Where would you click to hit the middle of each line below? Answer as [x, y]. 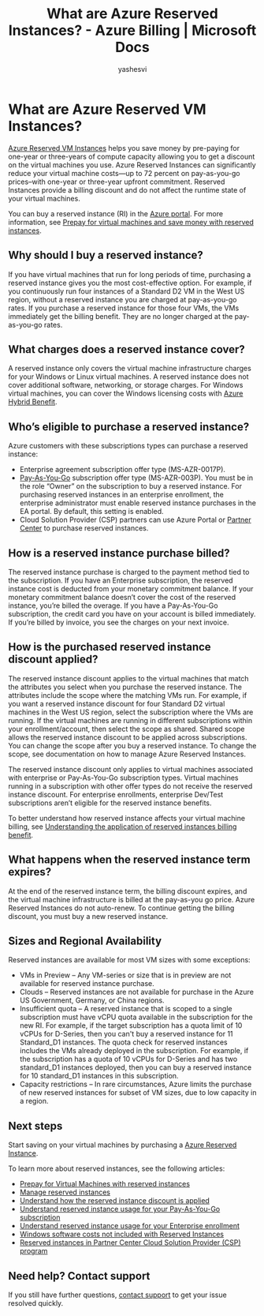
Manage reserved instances [65, 1192]
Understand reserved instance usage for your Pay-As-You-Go [120, 1209]
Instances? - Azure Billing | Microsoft [132, 30]
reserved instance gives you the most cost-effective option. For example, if [130, 283]
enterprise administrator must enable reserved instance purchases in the [138, 503]
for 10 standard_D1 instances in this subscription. [99, 1076]
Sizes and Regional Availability [85, 941]
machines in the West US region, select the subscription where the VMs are [131, 712]
